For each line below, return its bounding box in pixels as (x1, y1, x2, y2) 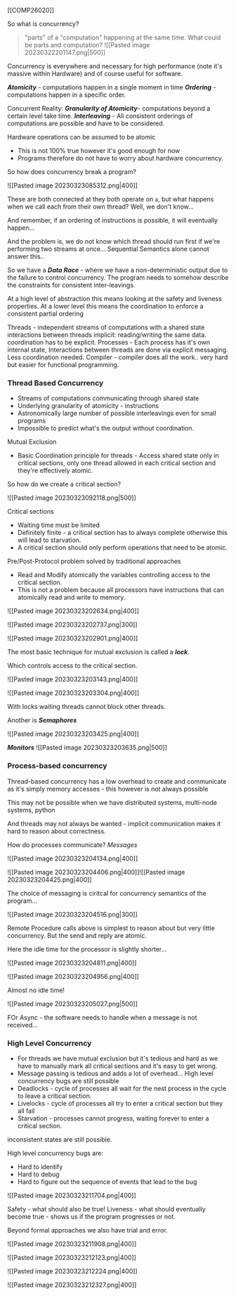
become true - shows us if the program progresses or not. (7, 1212, 176, 1221)
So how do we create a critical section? (7, 480, 122, 488)
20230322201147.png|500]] (24, 49, 106, 56)
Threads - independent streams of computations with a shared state (7, 323, 205, 331)
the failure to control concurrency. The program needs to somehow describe (7, 273, 229, 281)
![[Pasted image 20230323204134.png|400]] (7, 854, 138, 863)
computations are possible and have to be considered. (7, 119, 165, 128)
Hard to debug (17, 1170, 60, 1178)
